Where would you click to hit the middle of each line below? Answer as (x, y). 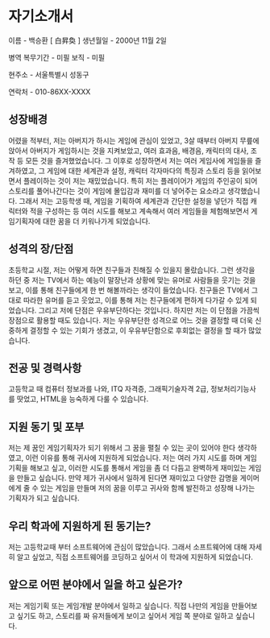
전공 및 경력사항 (45, 368)
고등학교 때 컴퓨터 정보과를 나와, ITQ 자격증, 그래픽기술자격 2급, (109, 389)
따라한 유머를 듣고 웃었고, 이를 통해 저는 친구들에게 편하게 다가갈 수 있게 (136, 300)
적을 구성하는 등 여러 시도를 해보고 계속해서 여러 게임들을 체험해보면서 (139, 211)
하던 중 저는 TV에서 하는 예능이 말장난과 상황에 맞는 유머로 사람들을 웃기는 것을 (132, 280)
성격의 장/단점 (41, 249)
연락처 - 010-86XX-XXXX (50, 91)
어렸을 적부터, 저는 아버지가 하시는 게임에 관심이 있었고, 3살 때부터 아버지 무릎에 (134, 140)
